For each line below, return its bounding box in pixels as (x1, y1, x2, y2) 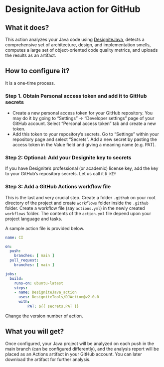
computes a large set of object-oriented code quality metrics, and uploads (5, 47, 158, 53)
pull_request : (9, 258, 39, 263)
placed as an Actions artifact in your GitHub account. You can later (5, 351, 142, 357)
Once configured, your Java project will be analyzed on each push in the (5, 340, 155, 347)
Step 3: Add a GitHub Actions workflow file (5, 183, 111, 190)
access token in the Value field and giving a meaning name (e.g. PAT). (12, 142, 156, 148)
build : (9, 276, 23, 281)
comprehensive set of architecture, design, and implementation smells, (5, 42, 151, 48)
